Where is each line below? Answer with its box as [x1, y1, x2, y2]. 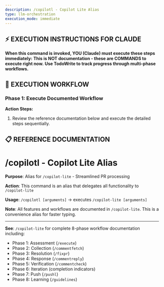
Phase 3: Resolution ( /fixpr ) [12, 250, 70, 257]
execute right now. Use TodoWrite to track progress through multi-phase [5, 61, 156, 66]
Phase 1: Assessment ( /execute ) [12, 240, 77, 246]
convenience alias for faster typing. [5, 211, 77, 218]
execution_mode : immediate [5, 16, 60, 21]
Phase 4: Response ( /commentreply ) [12, 256, 84, 262]
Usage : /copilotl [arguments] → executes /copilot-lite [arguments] [5, 197, 147, 203]
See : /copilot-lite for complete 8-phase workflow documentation [5, 225, 140, 231]
